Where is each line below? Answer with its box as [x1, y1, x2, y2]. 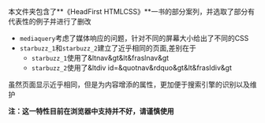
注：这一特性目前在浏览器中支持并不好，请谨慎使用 [8, 106, 174, 116]
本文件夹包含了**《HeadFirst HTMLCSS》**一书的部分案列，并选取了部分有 [8, 7, 255, 16]
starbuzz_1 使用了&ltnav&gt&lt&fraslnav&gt [31, 54, 170, 62]
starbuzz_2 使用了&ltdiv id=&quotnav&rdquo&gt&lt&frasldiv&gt [31, 63, 233, 73]
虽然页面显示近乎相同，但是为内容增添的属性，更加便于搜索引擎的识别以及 [8, 80, 250, 89]
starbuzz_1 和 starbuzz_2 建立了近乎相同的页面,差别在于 [19, 43, 197, 53]
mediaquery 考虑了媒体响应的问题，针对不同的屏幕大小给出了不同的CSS [19, 34, 249, 43]
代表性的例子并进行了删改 [8, 17, 91, 26]
